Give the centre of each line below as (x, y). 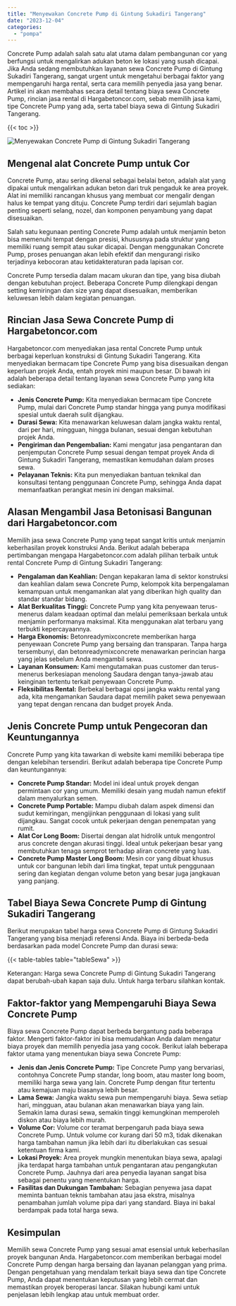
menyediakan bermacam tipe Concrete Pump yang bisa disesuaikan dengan (118, 363)
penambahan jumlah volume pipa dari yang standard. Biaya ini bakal (116, 1203)
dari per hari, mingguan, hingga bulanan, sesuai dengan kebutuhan (115, 429)
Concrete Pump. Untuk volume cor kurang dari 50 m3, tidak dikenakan (120, 1135)
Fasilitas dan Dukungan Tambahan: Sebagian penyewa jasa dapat (114, 1188)
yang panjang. (38, 880)
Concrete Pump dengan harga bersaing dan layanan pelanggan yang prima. (117, 1264)
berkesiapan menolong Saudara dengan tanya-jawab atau (129, 674)
